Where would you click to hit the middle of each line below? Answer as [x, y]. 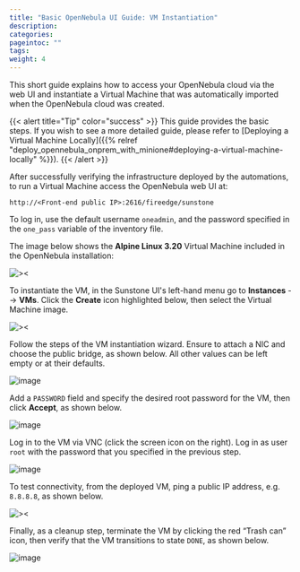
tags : [19, 51]
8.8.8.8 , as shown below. [56, 496]
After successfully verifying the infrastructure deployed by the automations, [149, 177]
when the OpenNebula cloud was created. [87, 104]
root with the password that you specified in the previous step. [125, 452]
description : [34, 26]
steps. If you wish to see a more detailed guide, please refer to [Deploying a [149, 130]
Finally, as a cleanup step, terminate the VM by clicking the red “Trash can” [148, 531]
